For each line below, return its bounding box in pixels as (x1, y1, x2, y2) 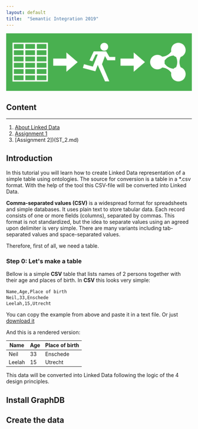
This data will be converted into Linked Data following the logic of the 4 (6, 372, 179, 379)
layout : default (6, 9, 46, 15)
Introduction (6, 154, 53, 164)
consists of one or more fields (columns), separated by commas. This (6, 212, 175, 219)
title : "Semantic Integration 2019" (6, 15, 99, 22)
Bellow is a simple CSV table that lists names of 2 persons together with (6, 270, 181, 277)
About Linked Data (14, 123, 60, 131)
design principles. (6, 378, 49, 385)
